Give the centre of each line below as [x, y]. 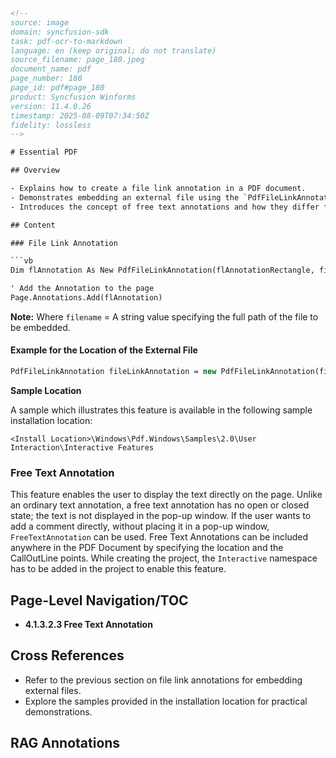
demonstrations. [58, 711]
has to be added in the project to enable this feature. [118, 569]
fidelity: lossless [51, 125]
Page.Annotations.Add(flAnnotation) [86, 298]
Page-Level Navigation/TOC [99, 600]
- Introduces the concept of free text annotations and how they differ [165, 207]
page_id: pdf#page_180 [57, 88]
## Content [33, 225]
